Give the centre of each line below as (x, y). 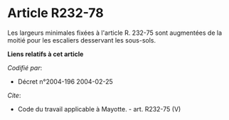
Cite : (14, 95)
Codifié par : (25, 67)
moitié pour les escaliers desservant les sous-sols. (82, 40)
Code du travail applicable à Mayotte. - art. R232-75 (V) (99, 109)
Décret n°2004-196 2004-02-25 (65, 81)
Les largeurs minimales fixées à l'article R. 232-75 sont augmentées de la (115, 33)
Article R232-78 (56, 13)
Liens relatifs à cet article (46, 54)
